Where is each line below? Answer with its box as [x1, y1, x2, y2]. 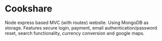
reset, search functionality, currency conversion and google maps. [5, 30, 145, 36]
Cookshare [5, 3, 53, 14]
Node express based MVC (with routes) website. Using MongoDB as [5, 19, 149, 25]
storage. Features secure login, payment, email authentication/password [5, 24, 157, 30]
